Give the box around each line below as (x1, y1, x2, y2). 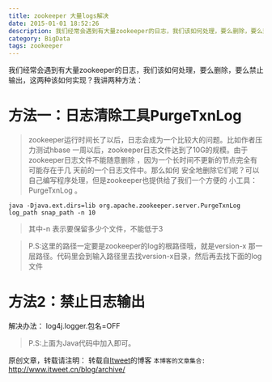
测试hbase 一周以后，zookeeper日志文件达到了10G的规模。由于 (35, 145, 249, 155)
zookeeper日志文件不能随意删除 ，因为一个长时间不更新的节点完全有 (28, 155, 257, 165)
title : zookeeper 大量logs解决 (8, 11, 109, 20)
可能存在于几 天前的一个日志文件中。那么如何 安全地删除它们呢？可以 (28, 165, 260, 175)
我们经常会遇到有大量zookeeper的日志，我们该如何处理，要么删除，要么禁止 (8, 66, 265, 75)
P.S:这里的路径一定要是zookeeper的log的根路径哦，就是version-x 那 (28, 241, 256, 251)
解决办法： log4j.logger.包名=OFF (8, 321, 121, 330)
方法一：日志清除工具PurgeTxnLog (8, 107, 242, 125)
